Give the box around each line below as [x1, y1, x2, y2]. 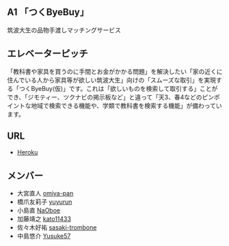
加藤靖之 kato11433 [16, 215, 72, 223]
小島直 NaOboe [16, 206, 60, 215]
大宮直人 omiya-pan [16, 189, 74, 197]
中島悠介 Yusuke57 [16, 232, 71, 241]
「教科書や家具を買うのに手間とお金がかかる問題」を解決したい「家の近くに [7, 67, 223, 75]
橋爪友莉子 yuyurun [16, 197, 72, 206]
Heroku [16, 148, 38, 156]
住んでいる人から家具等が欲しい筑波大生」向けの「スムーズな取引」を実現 [7, 76, 217, 84]
